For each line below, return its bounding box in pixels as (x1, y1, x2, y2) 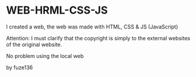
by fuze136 (6, 63, 33, 71)
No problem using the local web (6, 52, 84, 59)
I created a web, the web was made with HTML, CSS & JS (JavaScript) (6, 23, 179, 30)
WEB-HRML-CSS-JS (6, 4, 108, 17)
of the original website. (6, 41, 62, 48)
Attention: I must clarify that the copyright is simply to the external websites (6, 34, 191, 41)
